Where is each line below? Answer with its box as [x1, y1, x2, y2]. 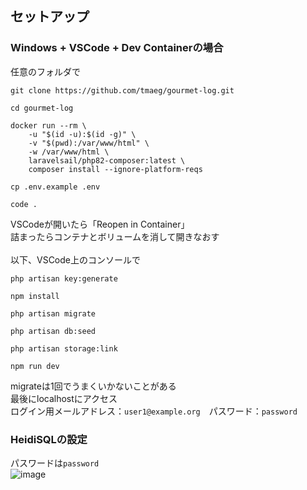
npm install [10, 291, 60, 301]
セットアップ [10, 8, 90, 26]
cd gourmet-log [10, 103, 74, 113]
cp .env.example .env [10, 182, 101, 192]
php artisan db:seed [10, 326, 97, 336]
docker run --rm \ [10, 120, 87, 131]
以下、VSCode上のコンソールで [10, 253, 141, 266]
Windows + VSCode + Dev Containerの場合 [10, 41, 224, 55]
